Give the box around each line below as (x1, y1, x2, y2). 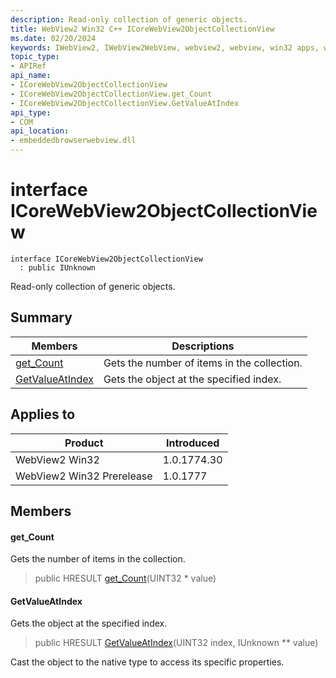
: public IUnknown (19, 262, 97, 273)
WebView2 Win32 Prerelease (15, 469, 153, 483)
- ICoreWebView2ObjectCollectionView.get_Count (10, 89, 213, 99)
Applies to (10, 406, 76, 423)
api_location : (10, 126, 70, 136)
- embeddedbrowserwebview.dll (10, 136, 137, 146)
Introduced (165, 436, 220, 450)
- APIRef (10, 61, 47, 71)
